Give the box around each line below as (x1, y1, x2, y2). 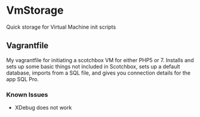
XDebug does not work (14, 104, 72, 111)
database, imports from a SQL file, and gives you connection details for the (6, 69, 191, 76)
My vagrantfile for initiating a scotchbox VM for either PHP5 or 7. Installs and (6, 56, 194, 63)
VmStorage (6, 4, 64, 17)
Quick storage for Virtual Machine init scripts (6, 23, 116, 30)
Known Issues (6, 90, 48, 98)
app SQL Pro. (6, 75, 39, 82)
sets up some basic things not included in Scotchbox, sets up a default (6, 63, 180, 70)
